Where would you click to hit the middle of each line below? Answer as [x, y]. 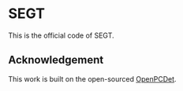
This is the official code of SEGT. [61, 35]
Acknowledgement [56, 60]
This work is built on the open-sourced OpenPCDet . [92, 78]
